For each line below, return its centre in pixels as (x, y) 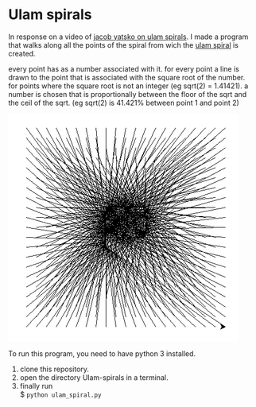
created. (22, 53)
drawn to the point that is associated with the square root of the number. (127, 77)
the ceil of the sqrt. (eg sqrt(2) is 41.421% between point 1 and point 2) (124, 103)
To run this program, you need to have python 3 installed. (102, 353)
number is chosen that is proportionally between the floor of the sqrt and (128, 94)
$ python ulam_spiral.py (60, 394)
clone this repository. (54, 369)
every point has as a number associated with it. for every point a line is (124, 68)
